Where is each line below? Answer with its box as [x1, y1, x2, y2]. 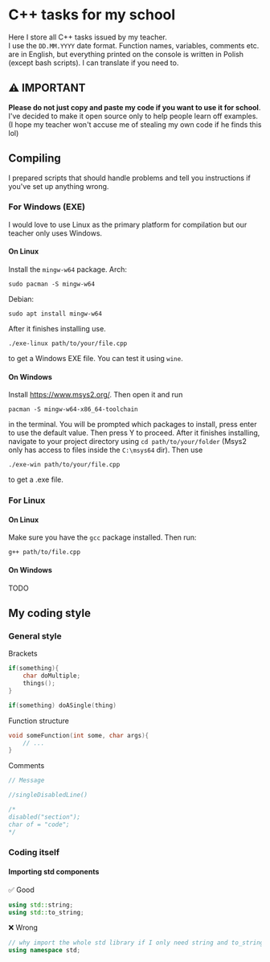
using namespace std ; [8, 947, 81, 955]
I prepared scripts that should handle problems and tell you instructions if [8, 173, 251, 183]
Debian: [8, 294, 35, 304]
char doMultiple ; [22, 672, 81, 680]
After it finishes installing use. [8, 324, 106, 334]
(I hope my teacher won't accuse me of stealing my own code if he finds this [8, 119, 262, 129]
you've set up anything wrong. [8, 181, 109, 191]
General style [8, 630, 62, 641]
